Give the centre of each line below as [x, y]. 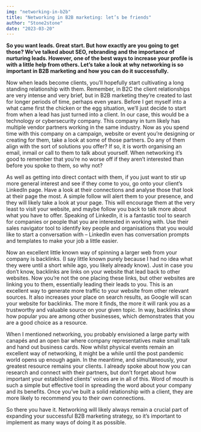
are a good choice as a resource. [47, 323]
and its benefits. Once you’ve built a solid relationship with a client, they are [100, 392]
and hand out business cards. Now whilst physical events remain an [90, 347]
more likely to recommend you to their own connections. [76, 398]
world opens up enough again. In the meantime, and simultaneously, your [97, 360]
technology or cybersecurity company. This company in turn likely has [93, 121]
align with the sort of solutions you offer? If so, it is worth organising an [94, 146]
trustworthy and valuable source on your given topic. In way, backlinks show [101, 310]
